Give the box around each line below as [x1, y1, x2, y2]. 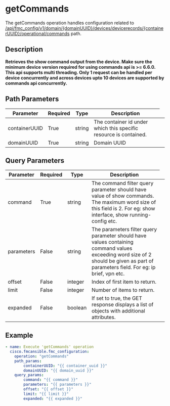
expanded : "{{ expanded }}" [23, 396, 82, 401]
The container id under [93, 118, 148, 125]
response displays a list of [91, 301, 154, 308]
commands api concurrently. [5, 80, 67, 86]
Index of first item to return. [91, 279, 157, 286]
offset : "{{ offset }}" [23, 387, 73, 392]
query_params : [14, 373, 44, 378]
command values [91, 245, 133, 252]
